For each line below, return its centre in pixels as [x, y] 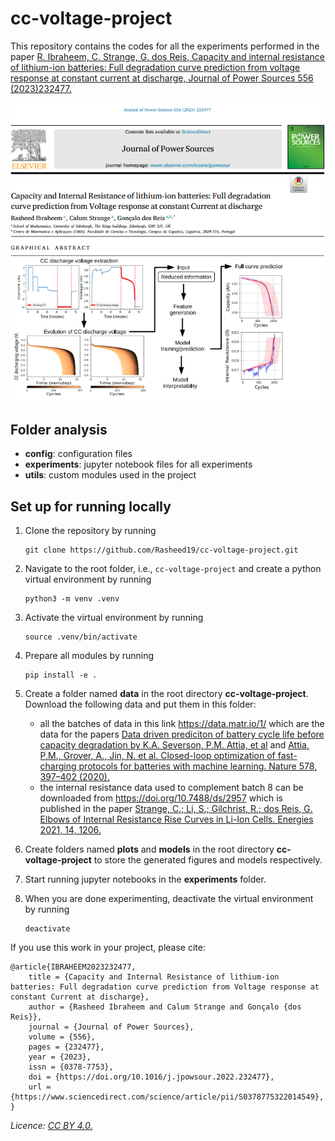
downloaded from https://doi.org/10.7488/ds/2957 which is [161, 798]
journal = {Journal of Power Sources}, [111, 1027]
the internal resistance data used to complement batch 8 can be [171, 788]
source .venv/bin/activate [81, 637]
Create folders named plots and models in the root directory [149, 849]
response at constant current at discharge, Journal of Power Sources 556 [162, 78]
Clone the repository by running [90, 531]
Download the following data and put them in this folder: [140, 704]
